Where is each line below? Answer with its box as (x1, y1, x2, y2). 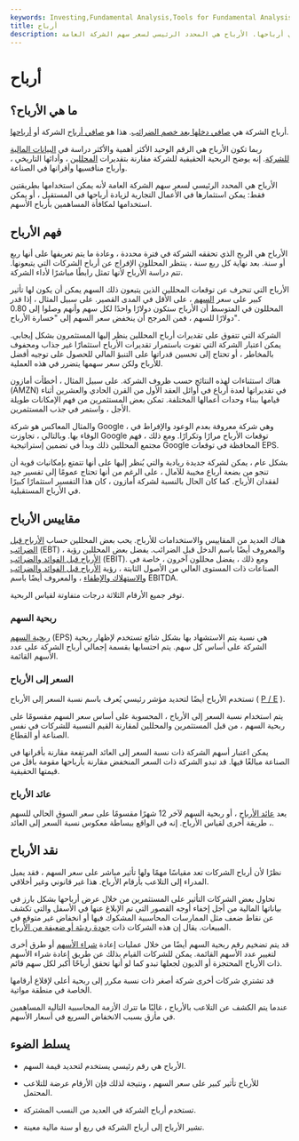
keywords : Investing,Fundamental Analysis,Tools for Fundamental (10, 12, 256, 22)
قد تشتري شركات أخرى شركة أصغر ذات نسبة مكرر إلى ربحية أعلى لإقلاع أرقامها (10, 975, 274, 985)
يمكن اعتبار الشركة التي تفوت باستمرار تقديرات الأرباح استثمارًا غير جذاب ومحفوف (10, 339, 282, 350)
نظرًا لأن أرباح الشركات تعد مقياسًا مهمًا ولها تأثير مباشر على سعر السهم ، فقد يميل (10, 866, 282, 877)
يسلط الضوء (10, 1037, 70, 1052)
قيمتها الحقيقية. (10, 765, 60, 776)
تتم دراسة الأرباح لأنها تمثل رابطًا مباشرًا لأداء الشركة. (10, 267, 184, 278)
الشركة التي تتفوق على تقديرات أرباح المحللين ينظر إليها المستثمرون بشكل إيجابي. (10, 330, 282, 340)
